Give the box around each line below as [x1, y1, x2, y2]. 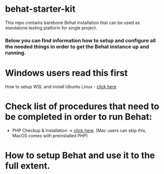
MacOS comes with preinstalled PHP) [12, 132, 88, 138]
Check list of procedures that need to [5, 100, 160, 112]
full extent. [5, 160, 50, 171]
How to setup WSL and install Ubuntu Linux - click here [5, 83, 117, 89]
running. [5, 49, 26, 56]
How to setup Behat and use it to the [5, 149, 155, 161]
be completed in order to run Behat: [5, 111, 153, 122]
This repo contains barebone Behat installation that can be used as [5, 20, 140, 25]
